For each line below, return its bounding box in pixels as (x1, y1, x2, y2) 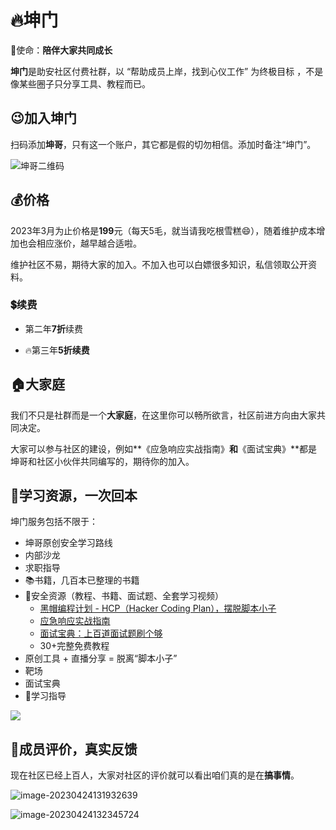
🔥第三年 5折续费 (24, 344, 90, 356)
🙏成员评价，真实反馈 (10, 741, 138, 758)
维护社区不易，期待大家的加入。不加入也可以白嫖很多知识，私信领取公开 (10, 258, 308, 270)
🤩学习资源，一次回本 (10, 487, 138, 505)
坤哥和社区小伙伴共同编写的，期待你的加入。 (10, 455, 195, 467)
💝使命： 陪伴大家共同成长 (10, 44, 113, 56)
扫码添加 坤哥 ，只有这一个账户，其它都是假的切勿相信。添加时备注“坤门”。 (10, 138, 317, 150)
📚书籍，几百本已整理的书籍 (24, 574, 140, 586)
